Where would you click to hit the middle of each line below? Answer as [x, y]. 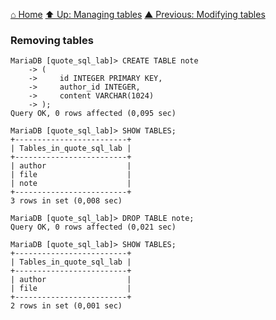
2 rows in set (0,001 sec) [66, 306]
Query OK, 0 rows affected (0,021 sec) [93, 227]
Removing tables [52, 40]
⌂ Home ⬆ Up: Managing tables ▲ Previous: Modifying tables [138, 14]
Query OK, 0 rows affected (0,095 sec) [93, 114]
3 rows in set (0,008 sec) [66, 201]
